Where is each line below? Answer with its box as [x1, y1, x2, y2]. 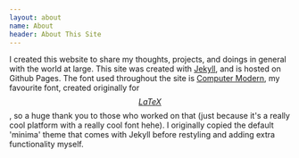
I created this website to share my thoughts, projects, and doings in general [9, 54, 287, 65]
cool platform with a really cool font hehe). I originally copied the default [9, 120, 274, 130]
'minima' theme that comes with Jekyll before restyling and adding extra [9, 129, 275, 140]
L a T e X [137, 96, 162, 107]
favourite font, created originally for [9, 82, 140, 94]
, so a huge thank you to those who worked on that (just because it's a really [9, 111, 290, 121]
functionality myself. [9, 139, 84, 150]
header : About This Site [9, 29, 102, 38]
